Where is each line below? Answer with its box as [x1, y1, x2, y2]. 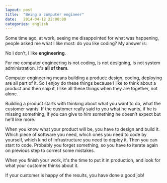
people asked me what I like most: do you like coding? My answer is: [5, 41, 147, 47]
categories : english [5, 21, 49, 27]
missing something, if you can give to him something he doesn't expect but [5, 111, 161, 117]
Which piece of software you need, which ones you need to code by [5, 131, 147, 138]
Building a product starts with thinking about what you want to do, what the [5, 101, 161, 107]
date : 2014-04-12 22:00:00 [5, 17, 66, 22]
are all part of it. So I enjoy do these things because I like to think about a [5, 80, 156, 86]
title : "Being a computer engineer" [5, 12, 85, 17]
